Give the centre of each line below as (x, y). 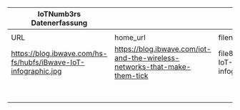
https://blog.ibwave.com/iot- (163, 49)
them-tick (131, 76)
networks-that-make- (152, 67)
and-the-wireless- (147, 58)
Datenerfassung (59, 23)
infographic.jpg (36, 71)
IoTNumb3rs (59, 14)
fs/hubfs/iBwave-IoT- (48, 62)
